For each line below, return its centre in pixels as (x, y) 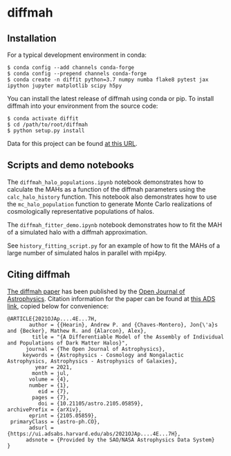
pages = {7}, (51, 397)
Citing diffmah (39, 275)
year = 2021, (54, 367)
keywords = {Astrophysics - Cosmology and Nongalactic (103, 355)
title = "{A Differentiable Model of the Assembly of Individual (128, 337)
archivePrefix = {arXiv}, (44, 410)
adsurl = (41, 428)
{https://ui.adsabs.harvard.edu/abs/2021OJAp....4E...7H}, (94, 434)
